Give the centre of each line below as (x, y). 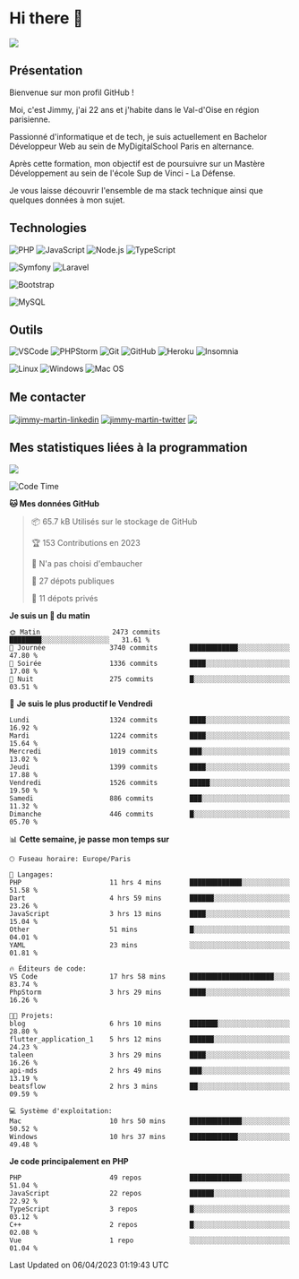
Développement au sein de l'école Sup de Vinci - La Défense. (122, 173)
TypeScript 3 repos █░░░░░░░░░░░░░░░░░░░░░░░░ (150, 1209)
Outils (26, 329)
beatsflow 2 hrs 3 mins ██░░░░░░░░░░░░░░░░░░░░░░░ (150, 1086)
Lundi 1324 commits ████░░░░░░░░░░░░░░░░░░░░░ (150, 720)
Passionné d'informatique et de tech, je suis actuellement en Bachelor (138, 136)
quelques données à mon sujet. (67, 200)
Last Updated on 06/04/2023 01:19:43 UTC (89, 1265)
